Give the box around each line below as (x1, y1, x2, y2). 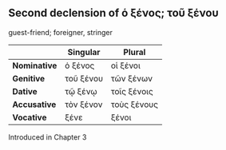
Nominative (12, 60, 57, 71)
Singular (67, 46, 101, 57)
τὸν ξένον (65, 99, 103, 110)
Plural (123, 46, 146, 57)
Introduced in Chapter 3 (8, 132, 87, 142)
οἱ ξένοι (110, 60, 141, 71)
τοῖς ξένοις (110, 85, 153, 97)
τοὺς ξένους (110, 99, 158, 110)
